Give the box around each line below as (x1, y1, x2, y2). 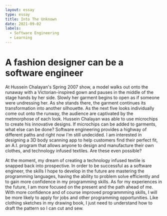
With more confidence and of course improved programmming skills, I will (5, 189, 157, 195)
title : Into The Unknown (5, 16, 57, 21)
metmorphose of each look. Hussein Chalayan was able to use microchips (5, 115, 158, 121)
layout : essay (5, 7, 35, 12)
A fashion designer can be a (5, 57, 124, 68)
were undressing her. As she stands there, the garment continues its (5, 99, 146, 105)
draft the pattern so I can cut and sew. (5, 205, 84, 211)
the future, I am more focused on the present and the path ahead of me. (5, 183, 153, 190)
